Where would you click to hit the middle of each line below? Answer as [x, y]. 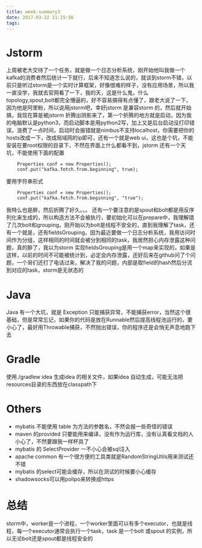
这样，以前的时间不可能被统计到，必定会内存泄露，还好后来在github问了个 [98, 255]
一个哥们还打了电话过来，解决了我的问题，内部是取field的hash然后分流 [104, 263]
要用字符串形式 [25, 182]
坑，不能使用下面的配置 [35, 153]
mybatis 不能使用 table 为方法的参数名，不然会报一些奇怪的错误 [94, 426]
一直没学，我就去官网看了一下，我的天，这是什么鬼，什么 [77, 93]
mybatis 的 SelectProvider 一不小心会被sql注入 [72, 449]
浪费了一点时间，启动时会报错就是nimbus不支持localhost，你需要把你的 [105, 131]
